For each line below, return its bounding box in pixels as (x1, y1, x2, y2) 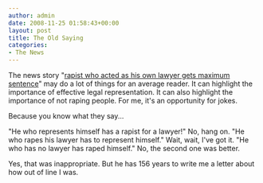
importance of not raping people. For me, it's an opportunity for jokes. (8, 96, 237, 105)
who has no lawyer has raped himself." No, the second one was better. (8, 144, 241, 153)
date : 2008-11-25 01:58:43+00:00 (8, 19, 120, 27)
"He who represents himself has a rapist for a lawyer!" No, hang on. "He (8, 127, 245, 136)
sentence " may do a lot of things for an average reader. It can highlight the (8, 79, 253, 88)
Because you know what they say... (8, 111, 124, 120)
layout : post (8, 26, 52, 34)
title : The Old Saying (8, 33, 84, 42)
